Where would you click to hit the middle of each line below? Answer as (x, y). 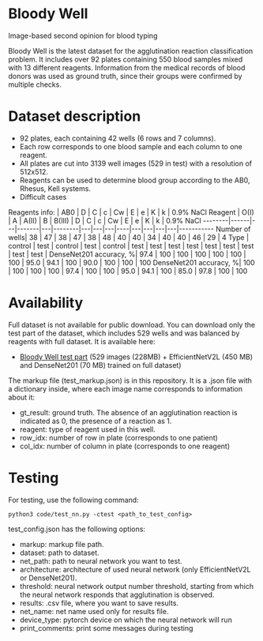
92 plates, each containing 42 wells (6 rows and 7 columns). (118, 138)
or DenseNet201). (48, 578)
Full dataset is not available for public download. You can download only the (131, 324)
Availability (46, 303)
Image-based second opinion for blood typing (83, 36)
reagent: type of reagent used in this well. (87, 429)
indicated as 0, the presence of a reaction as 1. (96, 421)
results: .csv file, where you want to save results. (99, 603)
